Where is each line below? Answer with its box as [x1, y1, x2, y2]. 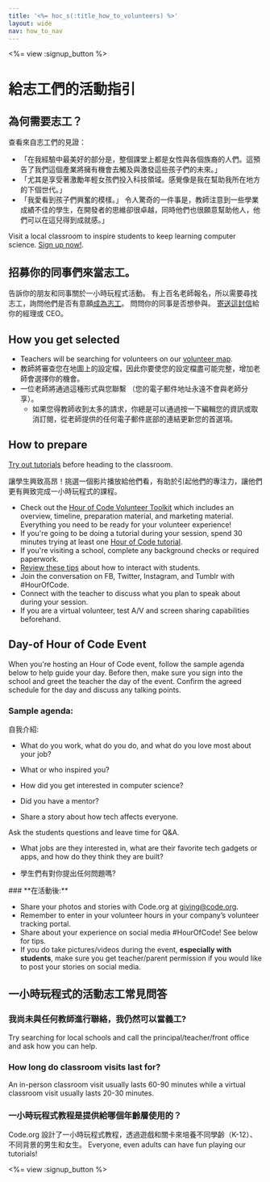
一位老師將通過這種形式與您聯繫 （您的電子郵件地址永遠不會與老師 [19, 384, 242, 393]
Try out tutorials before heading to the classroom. [8, 459, 173, 469]
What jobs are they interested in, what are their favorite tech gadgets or [19, 842, 258, 853]
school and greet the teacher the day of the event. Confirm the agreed [8, 676, 242, 686]
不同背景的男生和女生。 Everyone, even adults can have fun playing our [8, 1140, 247, 1150]
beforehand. [19, 614, 61, 623]
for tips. [19, 935, 47, 946]
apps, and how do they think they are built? [19, 851, 164, 861]
